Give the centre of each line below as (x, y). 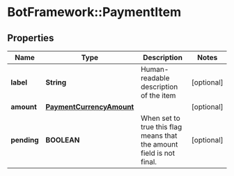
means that (159, 135)
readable (155, 78)
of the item (158, 95)
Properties (31, 38)
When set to (160, 118)
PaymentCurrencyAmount (90, 107)
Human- (155, 69)
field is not (158, 153)
